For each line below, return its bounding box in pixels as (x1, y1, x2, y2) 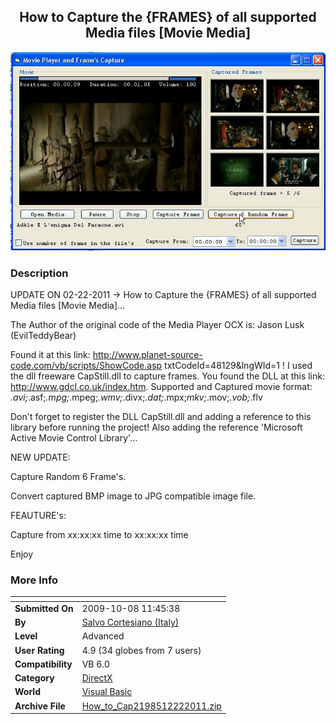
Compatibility (14, 658, 73, 670)
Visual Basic (81, 686, 133, 698)
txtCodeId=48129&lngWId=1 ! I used (164, 359, 313, 371)
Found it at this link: (10, 348, 91, 360)
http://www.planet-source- (92, 348, 203, 360)
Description (10, 266, 69, 280)
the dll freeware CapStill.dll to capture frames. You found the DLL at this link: (10, 370, 325, 382)
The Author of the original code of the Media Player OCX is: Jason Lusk (10, 318, 305, 330)
